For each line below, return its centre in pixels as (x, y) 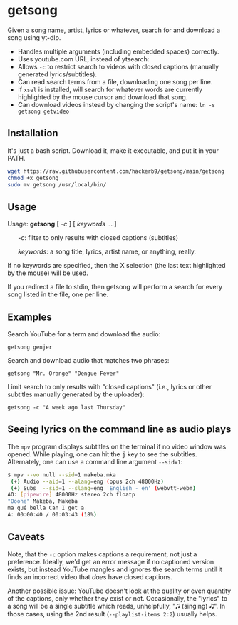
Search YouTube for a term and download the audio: (84, 334)
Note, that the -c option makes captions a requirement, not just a (102, 554)
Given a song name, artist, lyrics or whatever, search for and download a (114, 30)
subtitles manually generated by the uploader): (76, 394)
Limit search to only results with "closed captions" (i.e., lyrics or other (110, 387)
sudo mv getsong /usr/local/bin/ (57, 184)
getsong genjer (30, 347)
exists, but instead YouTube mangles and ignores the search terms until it (115, 569)
